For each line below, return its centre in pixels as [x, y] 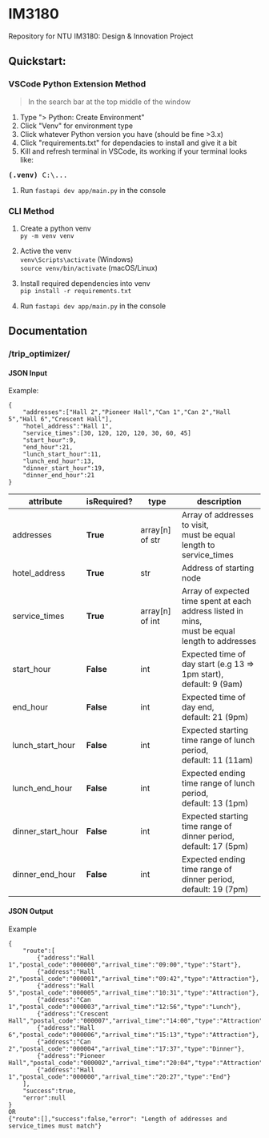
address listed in [213, 611]
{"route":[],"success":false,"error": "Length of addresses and [118, 1119]
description [219, 501]
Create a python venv [56, 228]
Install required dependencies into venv [85, 283]
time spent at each [217, 601]
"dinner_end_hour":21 [58, 476]
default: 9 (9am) [212, 684]
